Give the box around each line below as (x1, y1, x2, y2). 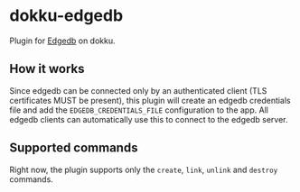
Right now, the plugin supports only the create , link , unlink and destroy (9, 164, 278, 175)
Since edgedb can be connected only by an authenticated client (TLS (9, 85, 267, 96)
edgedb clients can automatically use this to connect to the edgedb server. (9, 114, 288, 124)
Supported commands (9, 141, 138, 156)
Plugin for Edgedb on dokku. (9, 35, 116, 46)
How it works (9, 61, 85, 77)
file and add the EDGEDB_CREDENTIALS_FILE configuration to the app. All (9, 105, 269, 115)
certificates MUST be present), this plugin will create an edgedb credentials (9, 95, 291, 105)
